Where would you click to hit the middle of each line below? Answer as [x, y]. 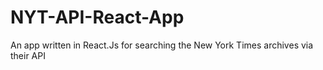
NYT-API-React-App [97, 17]
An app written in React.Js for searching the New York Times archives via [162, 45]
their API [28, 55]
